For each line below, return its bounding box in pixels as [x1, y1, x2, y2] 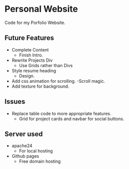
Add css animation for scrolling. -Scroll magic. [11, 78, 105, 84]
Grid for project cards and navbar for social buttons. [19, 116, 125, 121]
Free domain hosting [19, 158, 61, 165]
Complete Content [11, 47, 49, 52]
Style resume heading [11, 68, 56, 73]
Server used [4, 130, 43, 138]
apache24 [11, 143, 33, 149]
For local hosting [19, 148, 53, 154]
